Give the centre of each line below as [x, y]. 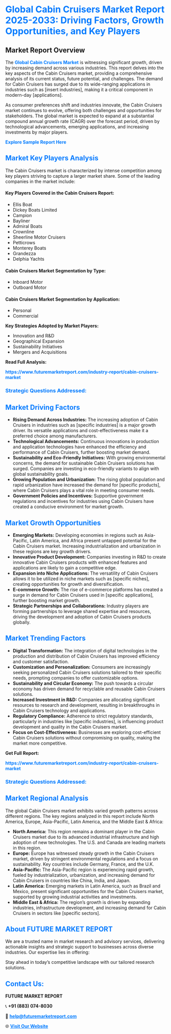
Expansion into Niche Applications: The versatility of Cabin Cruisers [85, 573]
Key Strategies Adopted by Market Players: [52, 326]
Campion [22, 216]
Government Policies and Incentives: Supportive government [78, 496]
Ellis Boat [22, 205]
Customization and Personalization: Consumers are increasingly [81, 667]
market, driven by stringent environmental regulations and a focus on [85, 858]
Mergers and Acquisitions [40, 352]
